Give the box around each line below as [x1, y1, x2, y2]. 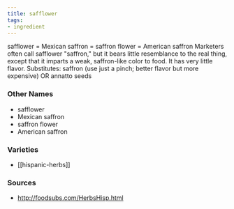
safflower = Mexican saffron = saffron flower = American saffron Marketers [7, 42, 224, 51]
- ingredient [7, 23, 45, 30]
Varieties [7, 144, 38, 154]
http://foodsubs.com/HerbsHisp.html [17, 194, 124, 202]
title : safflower [7, 10, 58, 17]
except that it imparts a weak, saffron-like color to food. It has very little [7, 57, 213, 65]
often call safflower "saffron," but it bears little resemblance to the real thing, [7, 49, 228, 58]
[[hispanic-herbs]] [17, 160, 71, 169]
